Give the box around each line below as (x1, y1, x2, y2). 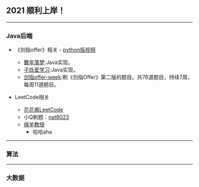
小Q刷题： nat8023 (23, 114, 69, 121)
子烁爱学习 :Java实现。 (23, 66, 79, 73)
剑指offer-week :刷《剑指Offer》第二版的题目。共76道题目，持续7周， (23, 73, 193, 81)
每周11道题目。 (23, 81, 59, 88)
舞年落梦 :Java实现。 (23, 59, 73, 66)
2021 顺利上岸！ (6, 5, 66, 16)
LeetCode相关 (14, 93, 49, 101)
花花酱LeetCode (23, 106, 63, 114)
